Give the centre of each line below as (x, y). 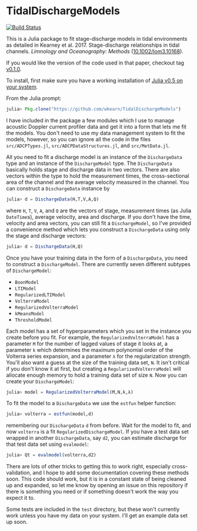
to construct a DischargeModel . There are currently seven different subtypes (98, 264)
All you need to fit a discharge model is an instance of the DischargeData (94, 157)
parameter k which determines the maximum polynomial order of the (90, 349)
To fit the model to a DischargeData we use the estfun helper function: (91, 403)
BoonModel (27, 282)
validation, (19, 473)
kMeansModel (29, 314)
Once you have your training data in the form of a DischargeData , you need (97, 258)
